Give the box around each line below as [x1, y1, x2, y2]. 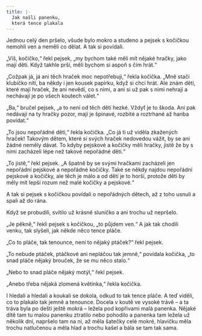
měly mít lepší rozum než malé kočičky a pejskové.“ [6, 179, 134, 186]
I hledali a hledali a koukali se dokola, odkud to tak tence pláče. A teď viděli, [6, 292, 194, 300]
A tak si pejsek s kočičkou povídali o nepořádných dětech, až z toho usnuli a [6, 191, 196, 198]
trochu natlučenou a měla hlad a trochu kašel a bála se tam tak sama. [6, 324, 178, 332]
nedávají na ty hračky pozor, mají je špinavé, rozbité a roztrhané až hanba [6, 110, 189, 118]
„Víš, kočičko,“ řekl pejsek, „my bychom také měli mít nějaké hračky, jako [6, 55, 187, 62]
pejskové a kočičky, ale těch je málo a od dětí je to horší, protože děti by [6, 173, 185, 180]
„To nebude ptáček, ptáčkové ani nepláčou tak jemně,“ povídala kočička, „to [6, 251, 195, 258]
